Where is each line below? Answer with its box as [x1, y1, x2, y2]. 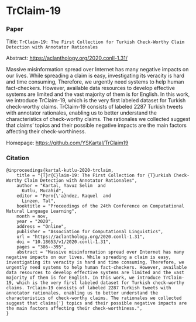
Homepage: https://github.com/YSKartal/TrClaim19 [6, 139, 129, 147]
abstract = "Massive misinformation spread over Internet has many [16, 249, 184, 255]
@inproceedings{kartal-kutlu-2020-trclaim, [6, 167, 114, 173]
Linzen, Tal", [21, 198, 57, 204]
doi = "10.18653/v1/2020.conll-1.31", [16, 238, 111, 245]
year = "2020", [16, 218, 54, 224]
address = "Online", [16, 223, 67, 229]
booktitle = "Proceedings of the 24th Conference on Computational [16, 203, 184, 209]
